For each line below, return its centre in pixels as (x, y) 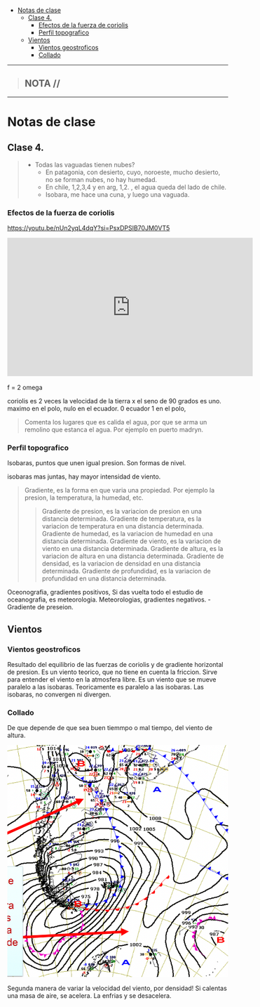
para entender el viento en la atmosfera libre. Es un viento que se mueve (112, 680)
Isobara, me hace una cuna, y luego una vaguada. (117, 194)
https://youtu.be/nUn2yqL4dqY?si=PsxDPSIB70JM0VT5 (89, 228)
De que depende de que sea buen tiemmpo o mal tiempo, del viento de (110, 728)
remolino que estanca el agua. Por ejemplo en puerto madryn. (114, 430)
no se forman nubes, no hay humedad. (101, 179)
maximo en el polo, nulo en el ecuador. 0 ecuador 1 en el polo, (97, 409)
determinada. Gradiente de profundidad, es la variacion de (126, 571)
